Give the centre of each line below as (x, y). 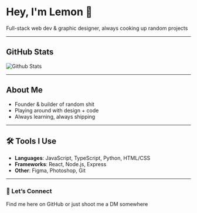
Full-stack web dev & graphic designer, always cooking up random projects (97, 28)
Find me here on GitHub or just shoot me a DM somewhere (77, 204)
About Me (24, 90)
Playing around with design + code (57, 110)
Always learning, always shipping (55, 116)
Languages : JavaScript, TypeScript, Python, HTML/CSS (82, 158)
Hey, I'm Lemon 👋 (49, 12)
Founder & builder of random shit (55, 104)
